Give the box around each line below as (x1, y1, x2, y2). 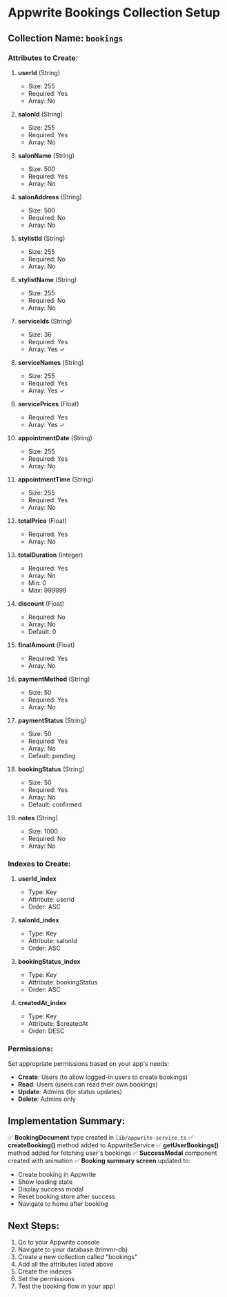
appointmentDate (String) (17, 433, 92, 442)
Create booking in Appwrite (17, 1171, 97, 1179)
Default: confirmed (28, 800, 82, 809)
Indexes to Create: (8, 859, 71, 869)
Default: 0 (28, 627, 57, 635)
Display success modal (17, 1185, 84, 1194)
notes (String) (17, 813, 58, 822)
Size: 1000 (28, 826, 58, 835)
